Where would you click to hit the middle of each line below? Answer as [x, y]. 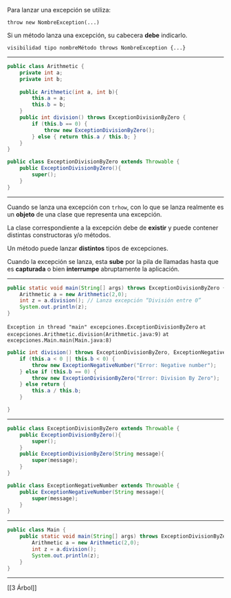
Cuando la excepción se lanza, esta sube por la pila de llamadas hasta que [113, 261]
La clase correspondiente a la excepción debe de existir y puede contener [113, 228]
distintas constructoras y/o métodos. [59, 235]
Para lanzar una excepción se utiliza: [59, 10]
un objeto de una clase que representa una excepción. [85, 214]
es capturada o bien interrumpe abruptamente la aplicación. [93, 269]
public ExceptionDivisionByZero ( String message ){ [92, 454]
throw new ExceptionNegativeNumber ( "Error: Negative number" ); [124, 365]
